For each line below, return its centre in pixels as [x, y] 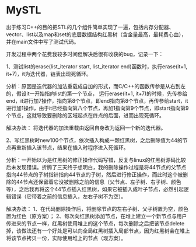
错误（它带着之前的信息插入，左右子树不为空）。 [69, 196]
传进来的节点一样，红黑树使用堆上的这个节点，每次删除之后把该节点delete [95, 223]
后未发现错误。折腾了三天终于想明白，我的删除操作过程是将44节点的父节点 [96, 167]
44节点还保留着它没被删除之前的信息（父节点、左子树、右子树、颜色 [99, 182]
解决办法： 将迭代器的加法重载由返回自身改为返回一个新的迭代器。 [86, 128]
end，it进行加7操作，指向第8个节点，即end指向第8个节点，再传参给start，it [97, 100]
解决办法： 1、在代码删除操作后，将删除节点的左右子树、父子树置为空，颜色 [97, 208]
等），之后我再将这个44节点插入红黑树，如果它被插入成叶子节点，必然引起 [95, 189]
